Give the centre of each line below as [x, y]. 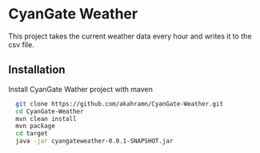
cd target [32, 134]
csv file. [21, 44]
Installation [37, 70]
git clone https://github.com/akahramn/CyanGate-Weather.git [120, 104]
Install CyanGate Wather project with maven [81, 89]
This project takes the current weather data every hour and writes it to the [130, 36]
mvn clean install [46, 119]
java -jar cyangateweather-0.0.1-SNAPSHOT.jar [94, 141]
